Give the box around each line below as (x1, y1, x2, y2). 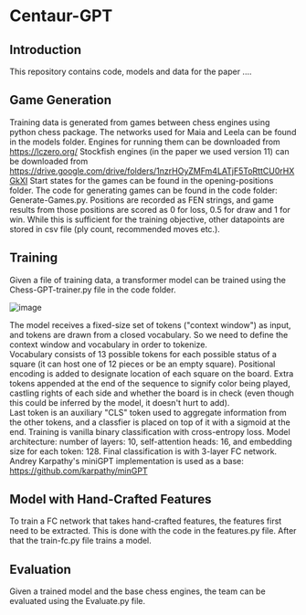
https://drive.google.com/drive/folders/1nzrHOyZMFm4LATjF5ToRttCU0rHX (9, 165, 295, 176)
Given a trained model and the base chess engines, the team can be (9, 586, 267, 597)
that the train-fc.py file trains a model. (9, 535, 153, 546)
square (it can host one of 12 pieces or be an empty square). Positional (9, 358, 276, 369)
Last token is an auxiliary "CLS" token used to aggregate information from (9, 407, 288, 418)
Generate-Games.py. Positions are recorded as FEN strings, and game (9, 194, 274, 206)
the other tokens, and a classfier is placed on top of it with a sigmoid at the (9, 417, 290, 428)
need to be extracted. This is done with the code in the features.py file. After (9, 525, 297, 536)
